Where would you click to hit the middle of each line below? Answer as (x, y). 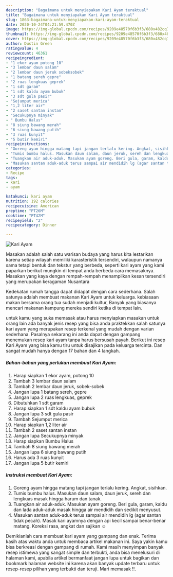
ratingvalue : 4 (22, 48)
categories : (18, 168)
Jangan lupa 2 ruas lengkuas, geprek (52, 397)
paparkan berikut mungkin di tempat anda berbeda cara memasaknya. (80, 271)
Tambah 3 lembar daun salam (45, 381)
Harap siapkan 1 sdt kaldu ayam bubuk (54, 408)
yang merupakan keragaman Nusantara (48, 282)
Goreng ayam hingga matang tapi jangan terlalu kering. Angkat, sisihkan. (90, 488)
